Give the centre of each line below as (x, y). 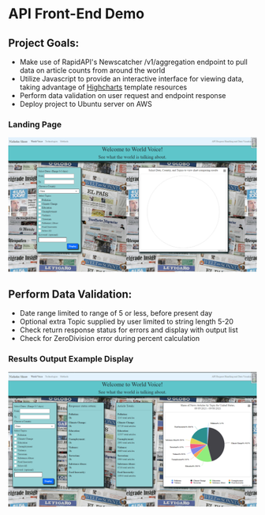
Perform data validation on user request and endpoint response (123, 95)
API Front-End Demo (76, 14)
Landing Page (35, 124)
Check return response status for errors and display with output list (129, 330)
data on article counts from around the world (92, 70)
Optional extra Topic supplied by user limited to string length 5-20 (127, 322)
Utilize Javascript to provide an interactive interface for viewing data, (132, 79)
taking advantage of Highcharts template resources (103, 87)
